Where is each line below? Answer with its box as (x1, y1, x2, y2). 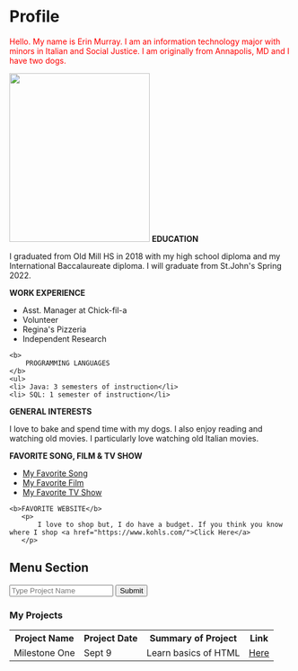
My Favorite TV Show (22, 487, 102, 497)
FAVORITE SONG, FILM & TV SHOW (9, 450, 143, 461)
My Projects (9, 609, 63, 622)
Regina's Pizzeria (22, 324, 87, 335)
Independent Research (22, 333, 107, 344)
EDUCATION (151, 233, 199, 244)
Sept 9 (83, 647, 112, 659)
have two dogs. (9, 55, 66, 66)
